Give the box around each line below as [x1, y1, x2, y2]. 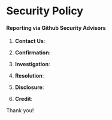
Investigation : [14, 61, 50, 68]
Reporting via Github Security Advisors [6, 24, 106, 31]
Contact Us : [14, 38, 46, 45]
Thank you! [6, 107, 34, 114]
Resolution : [14, 72, 44, 79]
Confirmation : [14, 49, 51, 56]
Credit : [14, 96, 33, 103]
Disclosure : [14, 84, 44, 91]
